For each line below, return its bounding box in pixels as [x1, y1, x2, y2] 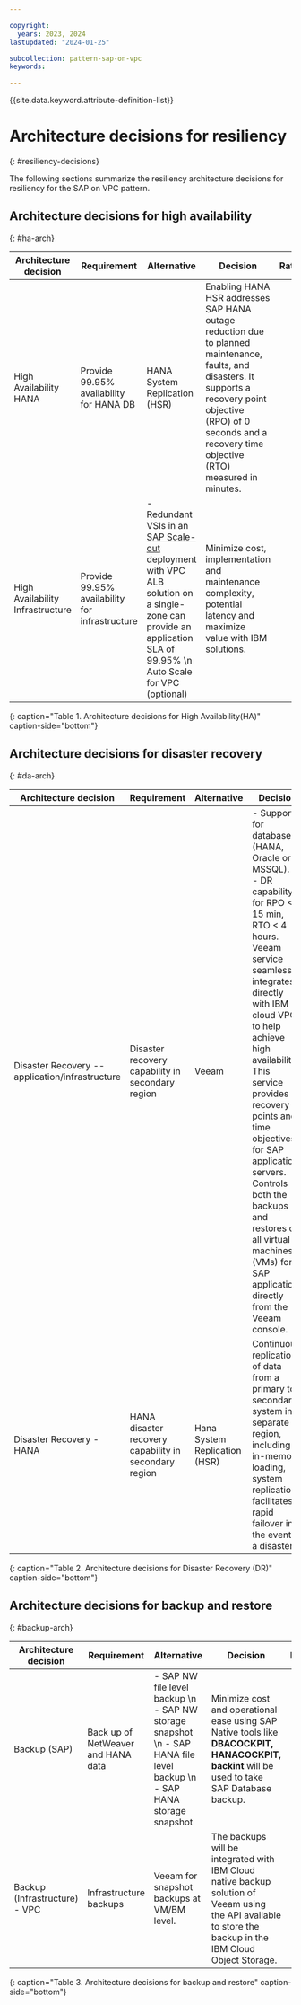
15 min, [252, 908, 285, 920]
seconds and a [205, 426, 268, 438]
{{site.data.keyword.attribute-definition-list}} [9, 95, 175, 106]
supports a [205, 381, 251, 393]
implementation [205, 553, 271, 566]
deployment [146, 553, 197, 566]
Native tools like [211, 1726, 279, 1738]
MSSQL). [252, 863, 290, 875]
